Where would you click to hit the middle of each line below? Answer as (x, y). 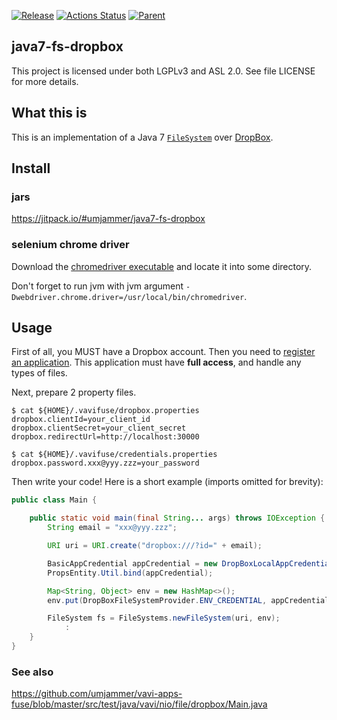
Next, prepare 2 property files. (74, 392)
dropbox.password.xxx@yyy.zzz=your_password (105, 463)
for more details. (45, 81)
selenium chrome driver (70, 245)
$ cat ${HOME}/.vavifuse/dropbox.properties (105, 411)
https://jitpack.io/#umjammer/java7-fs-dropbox (108, 219)
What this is (49, 113)
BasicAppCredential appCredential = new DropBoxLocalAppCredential (190, 563)
